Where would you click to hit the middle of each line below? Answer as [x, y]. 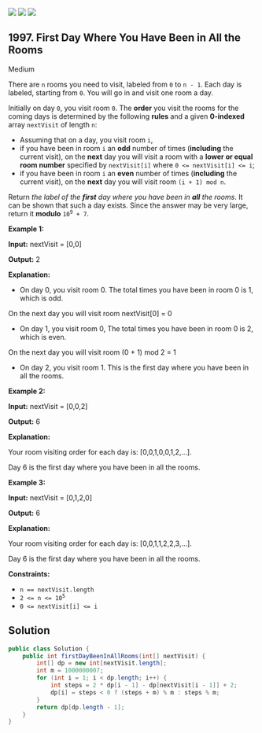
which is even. [43, 337]
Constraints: [29, 573]
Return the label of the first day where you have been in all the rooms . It [125, 197]
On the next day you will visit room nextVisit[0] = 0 [90, 313]
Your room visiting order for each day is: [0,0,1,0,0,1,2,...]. [100, 451]
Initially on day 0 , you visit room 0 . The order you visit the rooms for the [124, 108]
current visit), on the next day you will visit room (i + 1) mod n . [123, 182]
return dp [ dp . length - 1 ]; [81, 707]
